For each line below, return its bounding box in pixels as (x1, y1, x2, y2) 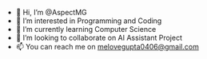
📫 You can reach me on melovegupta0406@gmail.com (15, 42, 200, 51)
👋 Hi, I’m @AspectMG (15, 8, 87, 17)
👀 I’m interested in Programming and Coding (15, 16, 162, 26)
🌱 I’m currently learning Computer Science (15, 25, 157, 33)
